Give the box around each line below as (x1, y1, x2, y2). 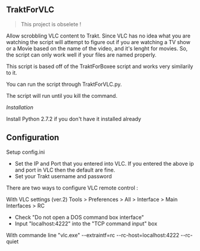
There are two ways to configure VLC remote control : (6, 184, 139, 191)
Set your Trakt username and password (14, 172, 112, 179)
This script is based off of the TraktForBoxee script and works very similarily (6, 63, 193, 70)
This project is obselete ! (20, 20, 82, 27)
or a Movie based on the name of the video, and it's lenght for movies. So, (6, 45, 188, 52)
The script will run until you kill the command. (6, 92, 118, 99)
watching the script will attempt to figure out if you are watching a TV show (6, 38, 190, 45)
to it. (6, 69, 17, 76)
